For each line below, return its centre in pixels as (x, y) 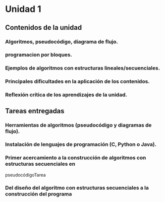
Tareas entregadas (35, 111)
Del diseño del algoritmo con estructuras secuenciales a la (77, 188)
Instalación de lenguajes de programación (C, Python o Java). (81, 144)
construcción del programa (39, 194)
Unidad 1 (23, 9)
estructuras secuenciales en (40, 164)
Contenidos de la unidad (44, 28)
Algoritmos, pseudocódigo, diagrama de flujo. (62, 42)
